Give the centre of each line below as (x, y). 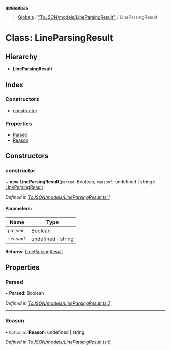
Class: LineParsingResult (59, 38)
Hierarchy (21, 56)
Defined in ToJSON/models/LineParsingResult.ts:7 (58, 303)
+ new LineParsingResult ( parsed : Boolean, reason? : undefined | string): (80, 182)
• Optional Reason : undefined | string (45, 332)
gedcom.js (17, 7)
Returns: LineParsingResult (34, 251)
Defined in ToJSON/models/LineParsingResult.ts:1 (58, 197)
